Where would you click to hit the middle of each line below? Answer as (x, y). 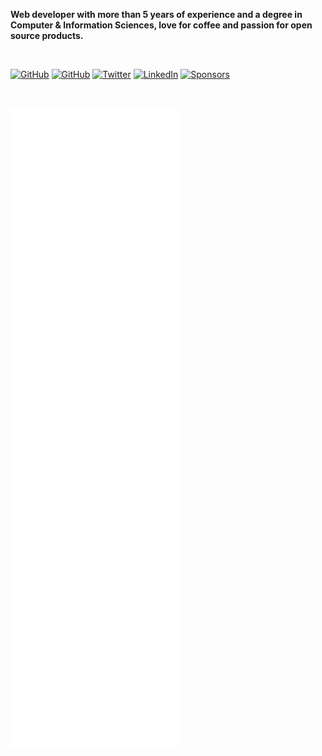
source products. (47, 35)
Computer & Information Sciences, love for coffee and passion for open (161, 25)
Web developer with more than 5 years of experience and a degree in (156, 14)
